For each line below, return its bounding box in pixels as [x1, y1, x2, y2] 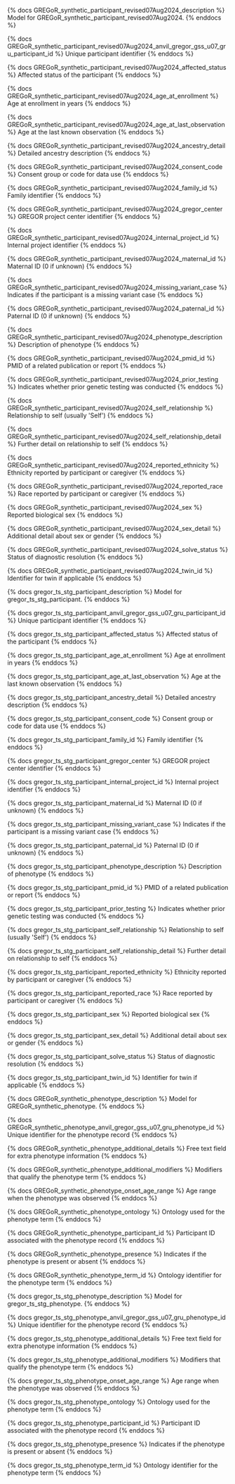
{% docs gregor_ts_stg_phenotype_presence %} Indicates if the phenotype [7, 1440, 225, 1448]
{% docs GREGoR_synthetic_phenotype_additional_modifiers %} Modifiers [7, 1165, 223, 1174]
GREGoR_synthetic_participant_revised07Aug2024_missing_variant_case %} [7, 283, 228, 291]
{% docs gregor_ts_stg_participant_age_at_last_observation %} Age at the [7, 672, 221, 680]
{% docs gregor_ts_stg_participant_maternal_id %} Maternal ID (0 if [7, 799, 203, 807]
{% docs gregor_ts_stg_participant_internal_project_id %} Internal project [7, 778, 219, 786]
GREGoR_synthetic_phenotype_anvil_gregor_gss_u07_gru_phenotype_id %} [7, 1123, 225, 1131]
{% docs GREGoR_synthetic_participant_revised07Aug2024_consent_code [7, 163, 223, 171]
